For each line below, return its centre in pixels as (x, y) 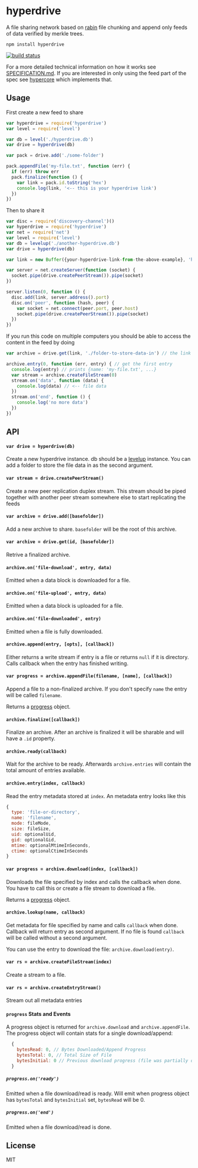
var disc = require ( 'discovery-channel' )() (60, 221)
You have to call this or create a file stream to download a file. (81, 888)
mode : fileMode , (31, 824)
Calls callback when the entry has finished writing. (67, 663)
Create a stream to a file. (36, 975)
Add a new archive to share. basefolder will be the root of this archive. (91, 529)
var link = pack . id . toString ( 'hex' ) (62, 183)
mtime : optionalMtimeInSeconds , (51, 845)
